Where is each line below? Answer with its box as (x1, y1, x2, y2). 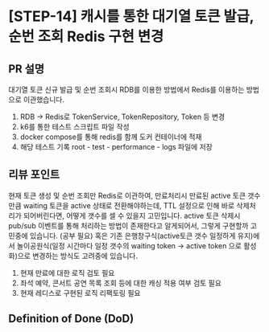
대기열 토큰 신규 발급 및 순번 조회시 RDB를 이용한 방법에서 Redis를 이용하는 (8, 85, 245, 94)
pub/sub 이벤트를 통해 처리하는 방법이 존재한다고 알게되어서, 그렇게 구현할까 (8, 220, 249, 230)
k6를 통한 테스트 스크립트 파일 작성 (19, 122, 130, 131)
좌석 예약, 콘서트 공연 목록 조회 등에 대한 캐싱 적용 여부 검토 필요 (19, 278, 221, 288)
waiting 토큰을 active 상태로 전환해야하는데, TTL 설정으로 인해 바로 (23, 200, 235, 210)
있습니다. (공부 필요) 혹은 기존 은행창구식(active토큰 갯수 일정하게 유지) (29, 231, 254, 240)
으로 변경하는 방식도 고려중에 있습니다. (17, 251, 139, 260)
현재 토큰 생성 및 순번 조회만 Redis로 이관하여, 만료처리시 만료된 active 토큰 (8, 191, 246, 200)
